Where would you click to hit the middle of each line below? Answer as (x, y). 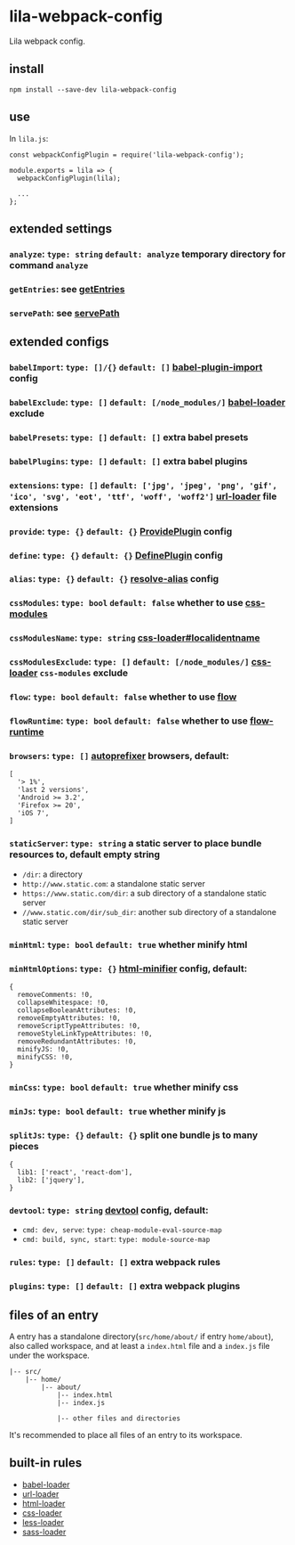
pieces (24, 1146)
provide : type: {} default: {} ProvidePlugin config (121, 531)
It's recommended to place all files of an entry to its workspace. (126, 1435)
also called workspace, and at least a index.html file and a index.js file (140, 1346)
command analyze (49, 265)
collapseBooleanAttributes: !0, (77, 1010)
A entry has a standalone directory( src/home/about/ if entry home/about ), (141, 1337)
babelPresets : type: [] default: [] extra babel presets (129, 437)
